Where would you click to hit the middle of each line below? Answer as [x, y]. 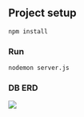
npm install [28, 31]
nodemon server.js [39, 68]
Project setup [43, 13]
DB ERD [23, 88]
